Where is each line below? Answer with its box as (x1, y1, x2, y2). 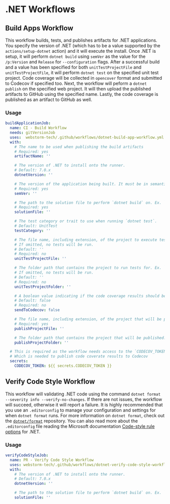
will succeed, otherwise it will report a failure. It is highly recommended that (5, 401, 163, 408)
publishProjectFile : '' (14, 326, 65, 331)
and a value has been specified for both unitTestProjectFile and (5, 64, 142, 70)
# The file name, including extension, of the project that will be (14, 317, 162, 322)
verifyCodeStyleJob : (5, 453, 49, 458)
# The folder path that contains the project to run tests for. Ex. (14, 265, 162, 271)
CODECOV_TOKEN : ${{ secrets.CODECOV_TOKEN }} (14, 363, 112, 368)
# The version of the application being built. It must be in (14, 181, 148, 186)
